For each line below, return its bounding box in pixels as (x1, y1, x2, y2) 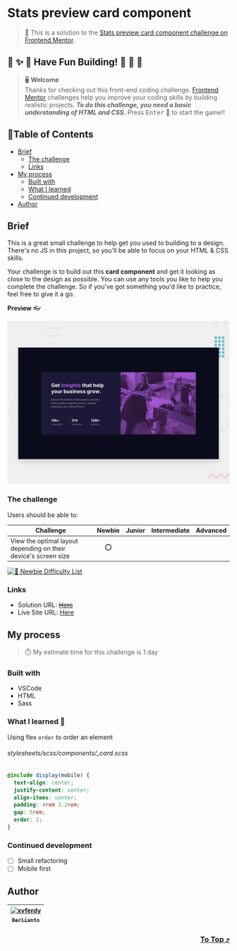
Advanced (195, 526, 227, 535)
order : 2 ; (13, 816, 42, 823)
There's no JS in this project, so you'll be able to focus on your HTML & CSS (7, 246, 229, 255)
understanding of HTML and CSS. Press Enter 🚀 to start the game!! (24, 108, 226, 116)
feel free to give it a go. (7, 290, 75, 298)
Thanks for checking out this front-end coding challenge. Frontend (24, 85, 219, 94)
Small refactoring (17, 856, 68, 865)
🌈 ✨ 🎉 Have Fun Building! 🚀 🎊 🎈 (7, 56, 143, 68)
